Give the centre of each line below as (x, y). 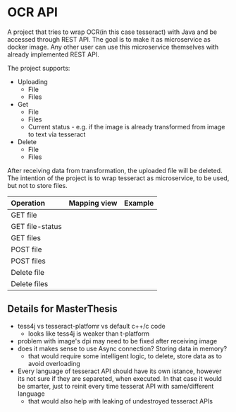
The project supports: (39, 68)
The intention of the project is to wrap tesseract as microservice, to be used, (118, 178)
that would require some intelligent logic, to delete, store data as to (125, 356)
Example (139, 203)
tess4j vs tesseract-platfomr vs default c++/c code (91, 326)
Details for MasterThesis (62, 309)
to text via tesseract (57, 134)
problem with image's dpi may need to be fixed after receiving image (117, 341)
